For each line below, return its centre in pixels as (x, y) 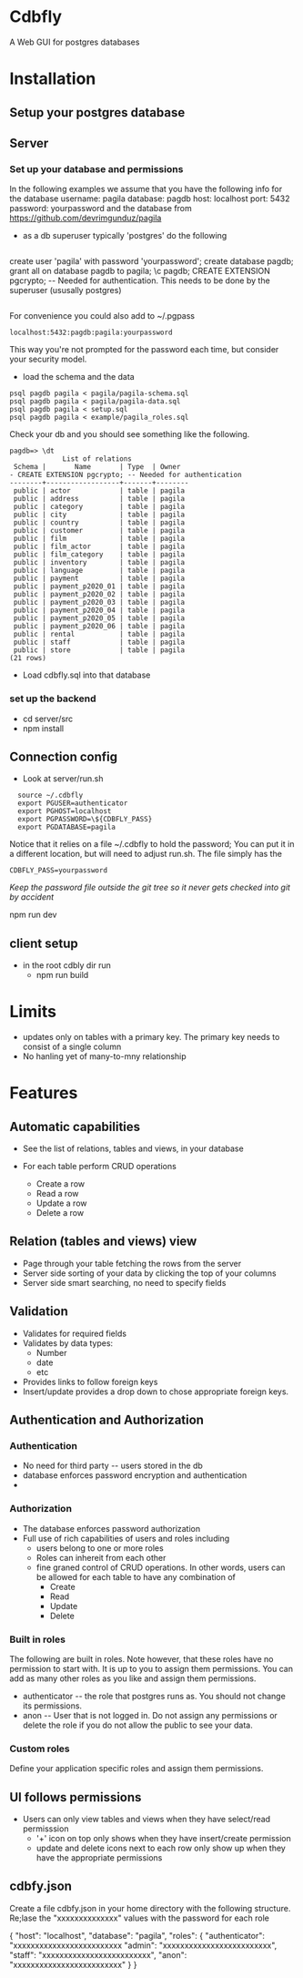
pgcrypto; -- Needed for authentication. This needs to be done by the (140, 280)
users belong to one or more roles (100, 1548)
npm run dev (33, 915)
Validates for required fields (75, 1333)
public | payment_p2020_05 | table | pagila (99, 618)
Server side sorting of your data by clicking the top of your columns (149, 1273)
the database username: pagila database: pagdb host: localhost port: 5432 (150, 199)
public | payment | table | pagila (99, 579)
